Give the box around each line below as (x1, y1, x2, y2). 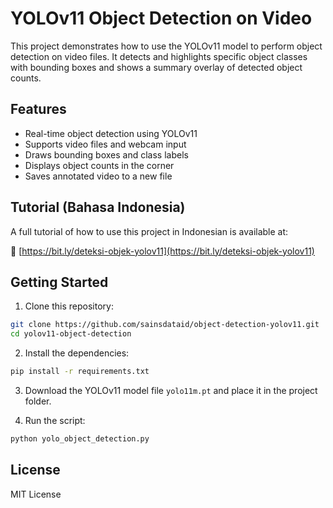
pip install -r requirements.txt (10, 367, 150, 377)
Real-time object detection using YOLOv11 (24, 127, 198, 139)
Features (10, 101, 67, 118)
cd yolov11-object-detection (10, 329, 132, 339)
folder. (24, 395, 52, 407)
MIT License (10, 488, 62, 500)
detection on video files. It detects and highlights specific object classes (10, 50, 308, 62)
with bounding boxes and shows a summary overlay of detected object (10, 61, 303, 73)
